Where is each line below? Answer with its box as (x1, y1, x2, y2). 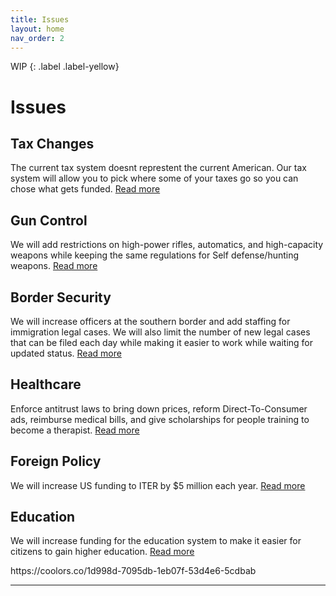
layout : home (10, 24, 65, 34)
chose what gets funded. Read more (10, 183, 161, 195)
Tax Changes (10, 135, 95, 152)
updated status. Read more (10, 347, 122, 359)
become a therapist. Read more (10, 424, 140, 436)
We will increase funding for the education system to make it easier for (10, 535, 302, 547)
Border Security (10, 289, 112, 306)
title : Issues (10, 14, 70, 25)
